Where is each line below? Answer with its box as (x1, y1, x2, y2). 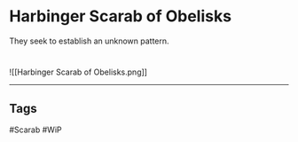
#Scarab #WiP (9, 124, 62, 135)
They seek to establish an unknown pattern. (9, 35, 170, 46)
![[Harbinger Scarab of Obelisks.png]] (9, 67, 148, 77)
